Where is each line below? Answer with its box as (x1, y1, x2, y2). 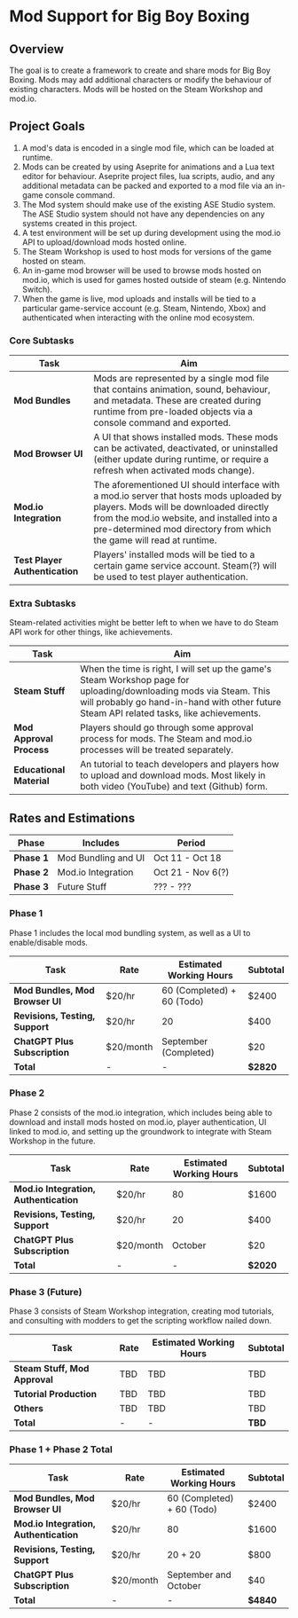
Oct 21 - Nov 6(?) (153, 867, 230, 879)
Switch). (21, 284, 53, 295)
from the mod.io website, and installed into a (92, 512, 278, 524)
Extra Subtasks (9, 597, 77, 609)
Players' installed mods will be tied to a (92, 548, 255, 561)
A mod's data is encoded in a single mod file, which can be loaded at (21, 142, 275, 153)
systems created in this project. (21, 217, 137, 228)
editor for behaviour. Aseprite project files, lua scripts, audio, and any (21, 170, 275, 181)
